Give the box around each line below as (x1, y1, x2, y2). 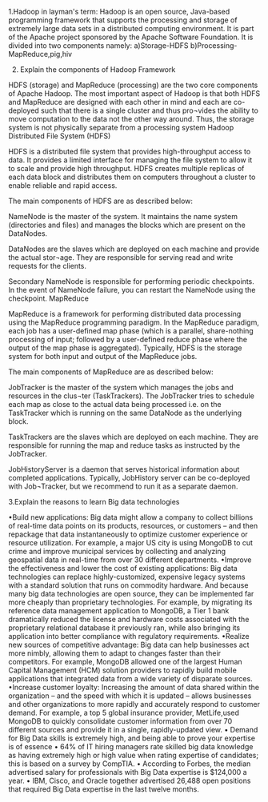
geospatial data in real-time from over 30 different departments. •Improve (8, 555, 252, 565)
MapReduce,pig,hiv (8, 50, 73, 58)
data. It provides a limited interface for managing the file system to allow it (8, 155, 253, 165)
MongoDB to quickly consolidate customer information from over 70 (8, 716, 233, 726)
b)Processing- (190, 41, 238, 50)
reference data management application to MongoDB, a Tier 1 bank (8, 606, 230, 615)
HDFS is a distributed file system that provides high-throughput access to (8, 147, 251, 156)
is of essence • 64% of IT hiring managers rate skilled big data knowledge (8, 742, 254, 751)
